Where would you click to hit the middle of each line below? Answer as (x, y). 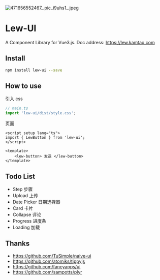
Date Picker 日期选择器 (37, 202)
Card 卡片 (23, 208)
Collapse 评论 (27, 214)
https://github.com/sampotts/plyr (47, 272)
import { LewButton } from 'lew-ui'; (45, 138)
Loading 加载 (26, 227)
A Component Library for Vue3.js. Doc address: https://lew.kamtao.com (80, 42)
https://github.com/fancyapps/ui (46, 266)
